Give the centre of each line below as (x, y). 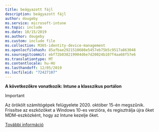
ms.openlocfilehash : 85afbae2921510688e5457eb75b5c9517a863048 (71, 50)
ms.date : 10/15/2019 (26, 32)
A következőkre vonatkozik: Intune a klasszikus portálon (63, 86)
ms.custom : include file (30, 41)
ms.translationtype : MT (29, 59)
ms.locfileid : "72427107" (31, 73)
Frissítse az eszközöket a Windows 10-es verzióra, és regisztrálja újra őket (79, 110)
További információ (24, 124)
